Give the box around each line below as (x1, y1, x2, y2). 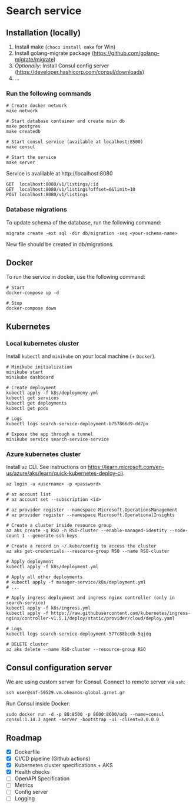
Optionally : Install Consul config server (14, 62, 109, 69)
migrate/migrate (14, 56, 54, 63)
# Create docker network (6, 103, 67, 109)
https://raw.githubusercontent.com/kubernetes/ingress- (51, 610, 191, 617)
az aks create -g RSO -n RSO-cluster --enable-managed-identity (6, 527, 167, 534)
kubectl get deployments (6, 400, 67, 406)
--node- (169, 527, 188, 534)
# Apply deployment (6, 559, 54, 565)
